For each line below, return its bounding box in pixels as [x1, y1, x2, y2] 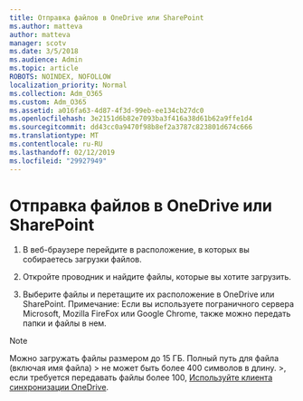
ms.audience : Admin [9, 55, 83, 64]
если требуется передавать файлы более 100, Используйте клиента [9, 372, 273, 383]
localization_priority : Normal [9, 81, 128, 90]
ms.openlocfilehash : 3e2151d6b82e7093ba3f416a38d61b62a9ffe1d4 [9, 114, 253, 123]
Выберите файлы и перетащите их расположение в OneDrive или [22, 289, 275, 300]
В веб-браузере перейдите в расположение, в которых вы [22, 244, 251, 255]
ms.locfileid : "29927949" [9, 156, 107, 166]
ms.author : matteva [9, 22, 83, 31]
